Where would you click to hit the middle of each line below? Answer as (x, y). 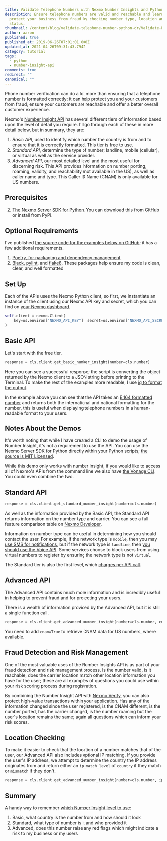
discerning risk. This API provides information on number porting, (79, 166)
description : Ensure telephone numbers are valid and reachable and (78, 14)
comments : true (21, 70)
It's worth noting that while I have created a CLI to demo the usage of (76, 440)
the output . (16, 387)
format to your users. (46, 413)
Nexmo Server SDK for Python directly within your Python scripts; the (76, 451)
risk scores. (17, 722)
